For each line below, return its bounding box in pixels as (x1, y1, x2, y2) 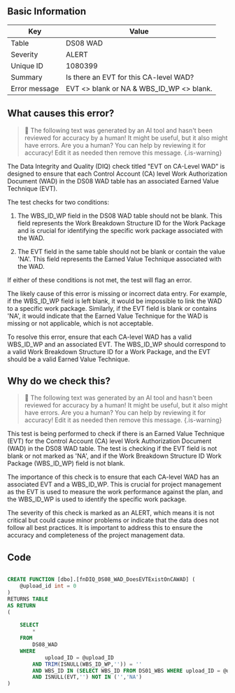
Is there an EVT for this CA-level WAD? (65, 72, 194, 82)
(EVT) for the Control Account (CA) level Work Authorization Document (7, 437, 212, 445)
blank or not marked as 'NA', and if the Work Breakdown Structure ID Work (7, 451, 222, 461)
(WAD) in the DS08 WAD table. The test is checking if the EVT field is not (7, 444, 218, 453)
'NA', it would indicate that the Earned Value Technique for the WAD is (7, 311, 208, 320)
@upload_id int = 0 (20, 582, 77, 590)
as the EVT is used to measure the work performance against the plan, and (7, 488, 223, 496)
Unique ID (10, 61, 43, 71)
